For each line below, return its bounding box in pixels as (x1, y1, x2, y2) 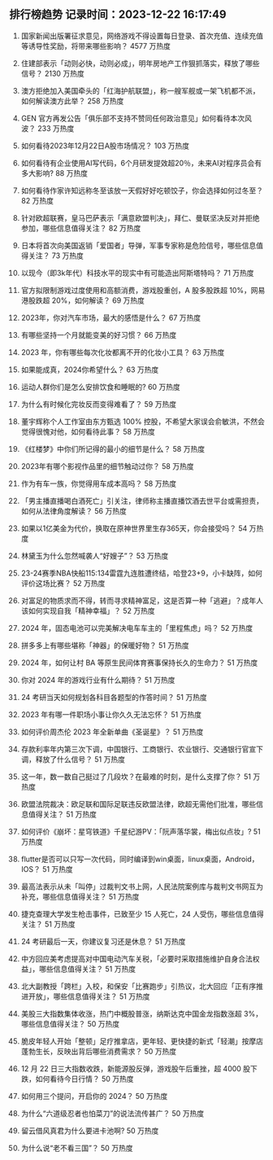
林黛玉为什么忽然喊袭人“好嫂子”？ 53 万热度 (20, 550, 169, 560)
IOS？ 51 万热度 (20, 864, 74, 873)
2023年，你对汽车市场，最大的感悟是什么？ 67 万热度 (20, 313, 201, 322)
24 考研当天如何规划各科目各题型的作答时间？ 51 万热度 (20, 692, 207, 702)
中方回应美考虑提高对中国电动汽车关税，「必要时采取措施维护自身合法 (20, 953, 253, 963)
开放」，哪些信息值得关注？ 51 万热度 (28, 991, 150, 1001)
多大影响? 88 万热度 (20, 168, 89, 177)
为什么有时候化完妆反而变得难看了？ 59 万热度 (20, 399, 177, 409)
